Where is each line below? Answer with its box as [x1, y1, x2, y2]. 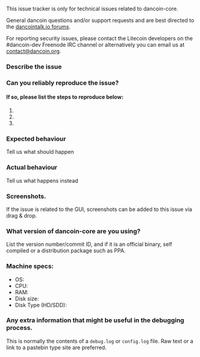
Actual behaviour [6, 163, 58, 172]
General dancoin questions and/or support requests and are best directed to [6, 17, 195, 23]
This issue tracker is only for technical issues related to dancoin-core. [6, 5, 178, 12]
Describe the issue [6, 63, 62, 71]
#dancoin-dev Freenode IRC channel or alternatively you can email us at [6, 41, 184, 48]
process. [6, 324, 33, 332]
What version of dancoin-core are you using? [6, 227, 141, 235]
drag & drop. [6, 212, 37, 219]
